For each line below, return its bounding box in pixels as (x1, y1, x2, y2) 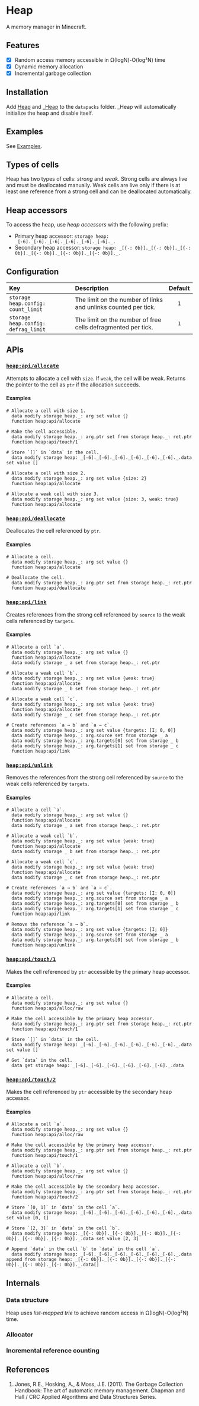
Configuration (6, 266, 59, 276)
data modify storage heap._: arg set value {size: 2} (11, 475, 147, 482)
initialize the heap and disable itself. (6, 109, 94, 117)
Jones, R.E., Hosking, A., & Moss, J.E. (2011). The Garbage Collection (14, 1380, 184, 1388)
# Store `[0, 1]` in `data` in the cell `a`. (6, 1204, 120, 1210)
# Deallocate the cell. (6, 575, 65, 581)
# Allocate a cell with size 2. (6, 470, 86, 476)
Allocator (6, 1330, 34, 1338)
